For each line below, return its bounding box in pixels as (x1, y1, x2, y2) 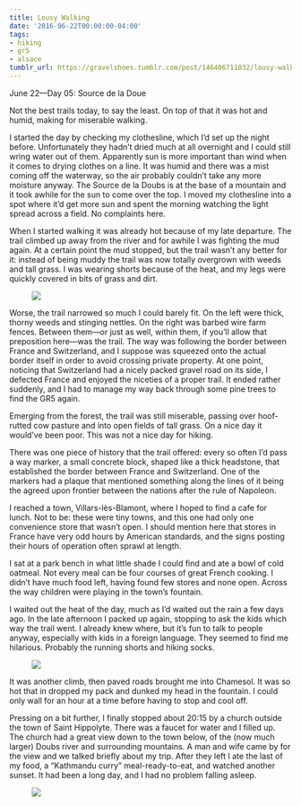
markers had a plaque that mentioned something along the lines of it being (9, 475, 284, 486)
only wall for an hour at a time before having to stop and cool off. (9, 695, 248, 706)
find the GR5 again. (9, 393, 81, 403)
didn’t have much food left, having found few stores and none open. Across (9, 576, 288, 587)
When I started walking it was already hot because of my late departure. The (9, 225, 292, 236)
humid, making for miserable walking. (9, 114, 148, 126)
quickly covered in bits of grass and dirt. (9, 273, 159, 283)
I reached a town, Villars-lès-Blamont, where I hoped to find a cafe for (9, 502, 267, 513)
